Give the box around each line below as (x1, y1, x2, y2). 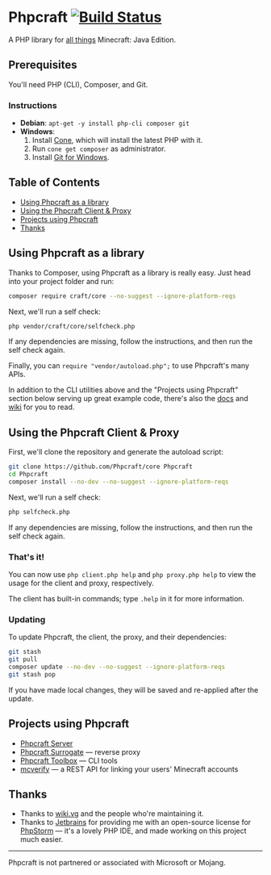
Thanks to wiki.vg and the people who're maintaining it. (19, 809, 204, 818)
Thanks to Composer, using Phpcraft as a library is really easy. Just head (8, 267, 252, 278)
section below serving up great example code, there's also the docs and (8, 394, 248, 404)
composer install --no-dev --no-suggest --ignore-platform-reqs (8, 477, 229, 486)
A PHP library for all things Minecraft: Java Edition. (8, 35, 177, 44)
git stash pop (8, 670, 56, 678)
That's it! (8, 551, 44, 563)
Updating (8, 613, 46, 625)
